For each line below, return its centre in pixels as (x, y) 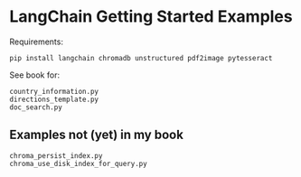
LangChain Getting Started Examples (151, 17)
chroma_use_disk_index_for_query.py (78, 163)
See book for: (35, 75)
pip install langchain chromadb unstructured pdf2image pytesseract (141, 58)
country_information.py (54, 91)
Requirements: (36, 42)
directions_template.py (54, 99)
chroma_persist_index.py (56, 155)
